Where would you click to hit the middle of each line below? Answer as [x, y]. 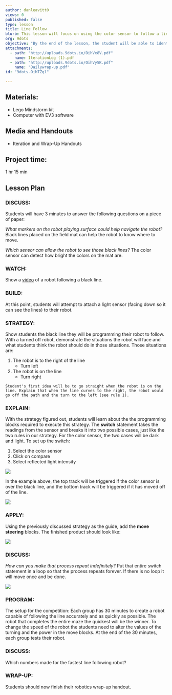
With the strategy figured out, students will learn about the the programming [86, 419]
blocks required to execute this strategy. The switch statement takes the [82, 425]
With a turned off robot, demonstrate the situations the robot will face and [83, 340]
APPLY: [15, 515]
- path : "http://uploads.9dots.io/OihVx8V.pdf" [62, 53]
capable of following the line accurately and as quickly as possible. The [81, 616]
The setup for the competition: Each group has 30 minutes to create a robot [85, 611]
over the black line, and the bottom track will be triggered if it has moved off [85, 487]
